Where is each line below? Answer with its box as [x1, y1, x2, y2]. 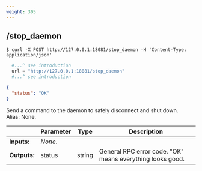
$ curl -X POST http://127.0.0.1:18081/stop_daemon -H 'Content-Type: [6, 47, 187, 53]
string [77, 151, 94, 159]
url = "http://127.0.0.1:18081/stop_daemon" [11, 68, 125, 74]
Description [129, 127, 164, 136]
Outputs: [9, 151, 35, 159]
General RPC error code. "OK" [99, 147, 185, 155]
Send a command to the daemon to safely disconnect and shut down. [6, 106, 179, 114]
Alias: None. [6, 113, 37, 120]
